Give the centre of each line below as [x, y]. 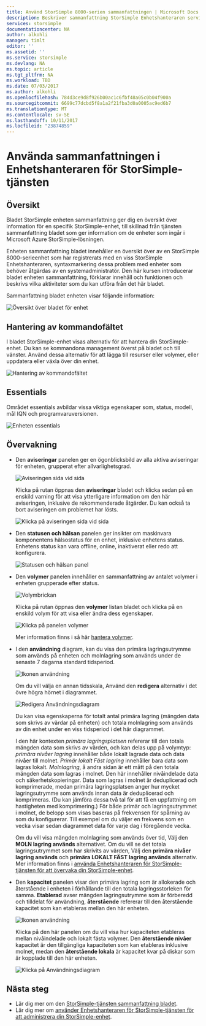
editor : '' [20, 47]
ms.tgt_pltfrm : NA [30, 75]
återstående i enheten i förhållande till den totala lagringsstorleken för [103, 888]
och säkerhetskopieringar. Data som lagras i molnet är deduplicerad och [106, 780]
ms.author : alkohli [31, 92]
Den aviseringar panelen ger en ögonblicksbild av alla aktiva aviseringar [107, 459]
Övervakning [32, 445]
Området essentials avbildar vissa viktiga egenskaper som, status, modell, [100, 407]
